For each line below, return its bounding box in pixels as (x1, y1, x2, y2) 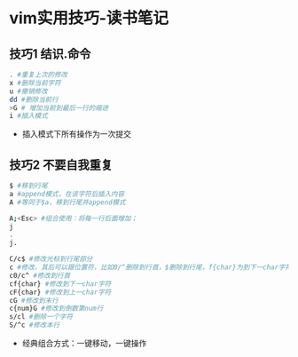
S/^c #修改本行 (9, 321, 60, 329)
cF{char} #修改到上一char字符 (9, 288, 112, 297)
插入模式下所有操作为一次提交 (21, 129, 131, 139)
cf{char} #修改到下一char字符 (9, 279, 112, 289)
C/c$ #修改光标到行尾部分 (9, 255, 93, 264)
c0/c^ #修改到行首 (9, 271, 71, 280)
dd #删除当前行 (9, 95, 59, 104)
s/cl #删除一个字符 (9, 313, 74, 321)
